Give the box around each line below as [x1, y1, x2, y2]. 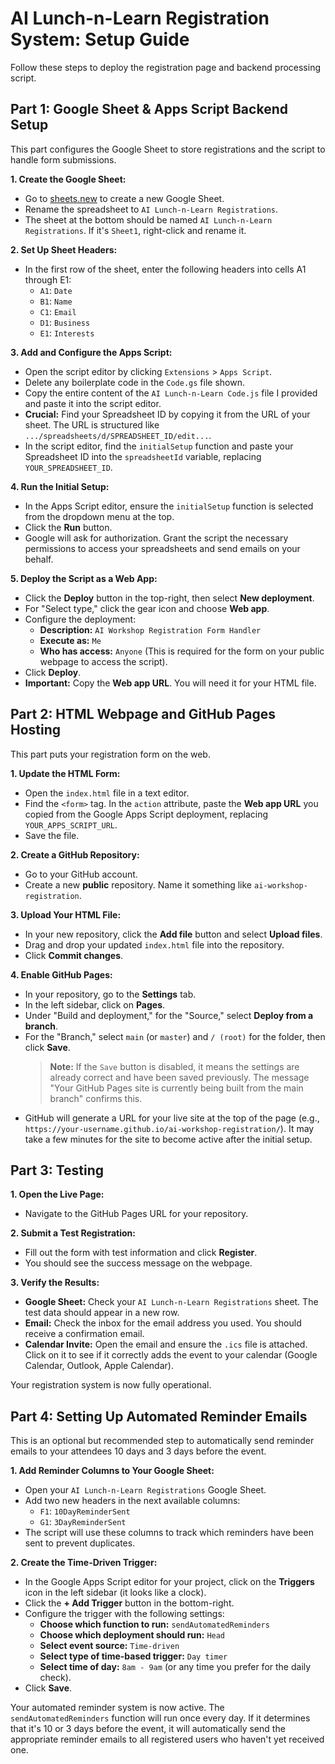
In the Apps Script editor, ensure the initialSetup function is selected [24, 500, 314, 512]
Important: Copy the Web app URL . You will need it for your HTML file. [24, 677, 317, 689]
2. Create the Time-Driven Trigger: [10, 1557, 158, 1569]
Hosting [10, 722, 62, 739]
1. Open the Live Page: [10, 1188, 105, 1201]
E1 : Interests [39, 327, 95, 339]
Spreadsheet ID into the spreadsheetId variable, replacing [24, 450, 262, 462]
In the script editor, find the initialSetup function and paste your [24, 440, 294, 452]
